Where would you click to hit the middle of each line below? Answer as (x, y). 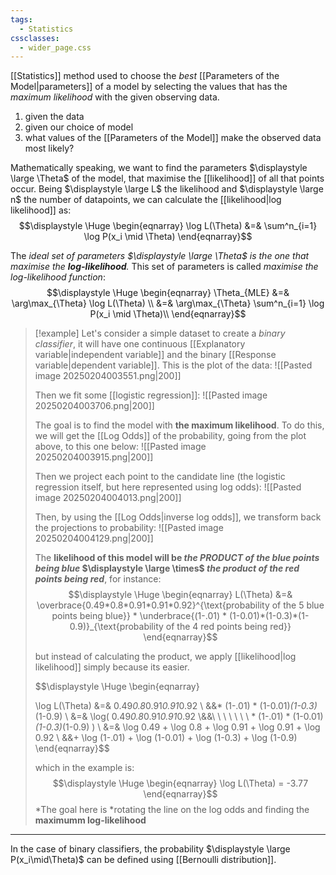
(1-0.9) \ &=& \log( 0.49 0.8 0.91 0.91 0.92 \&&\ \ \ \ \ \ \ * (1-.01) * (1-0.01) (179, 717)
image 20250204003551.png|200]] (108, 376)
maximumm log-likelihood (90, 820)
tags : (21, 19)
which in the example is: (84, 768)
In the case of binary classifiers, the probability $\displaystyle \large (150, 849)
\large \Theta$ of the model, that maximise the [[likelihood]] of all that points (167, 178)
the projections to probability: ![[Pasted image (129, 528)
